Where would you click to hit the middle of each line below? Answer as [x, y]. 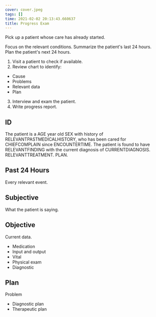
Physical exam [27, 262]
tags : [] [14, 14]
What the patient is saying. [32, 209]
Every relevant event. [26, 182]
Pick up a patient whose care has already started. [55, 37]
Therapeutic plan [29, 309]
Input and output [29, 252]
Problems [22, 82]
